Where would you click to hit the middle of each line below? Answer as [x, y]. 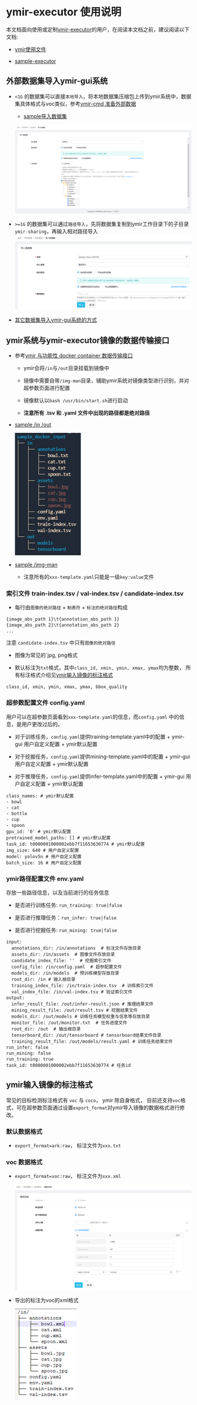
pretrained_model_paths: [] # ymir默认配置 [58, 838]
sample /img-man [36, 565]
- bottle [17, 813]
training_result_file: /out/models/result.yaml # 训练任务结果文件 [92, 1042]
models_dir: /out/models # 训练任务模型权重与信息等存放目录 [81, 1016]
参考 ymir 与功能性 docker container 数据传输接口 [74, 355]
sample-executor [35, 61]
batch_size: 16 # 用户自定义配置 [44, 863]
